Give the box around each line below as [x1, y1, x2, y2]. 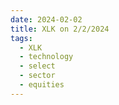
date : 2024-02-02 [10, 14, 83, 25]
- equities [19, 80, 65, 90]
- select [19, 61, 56, 71]
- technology [19, 52, 74, 62]
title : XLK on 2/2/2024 [10, 24, 110, 34]
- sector [19, 71, 56, 81]
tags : [10, 33, 33, 43]
